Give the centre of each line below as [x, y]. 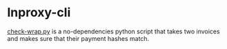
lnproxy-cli [39, 13]
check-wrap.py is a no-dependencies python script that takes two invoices [113, 31]
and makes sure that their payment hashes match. [78, 38]
